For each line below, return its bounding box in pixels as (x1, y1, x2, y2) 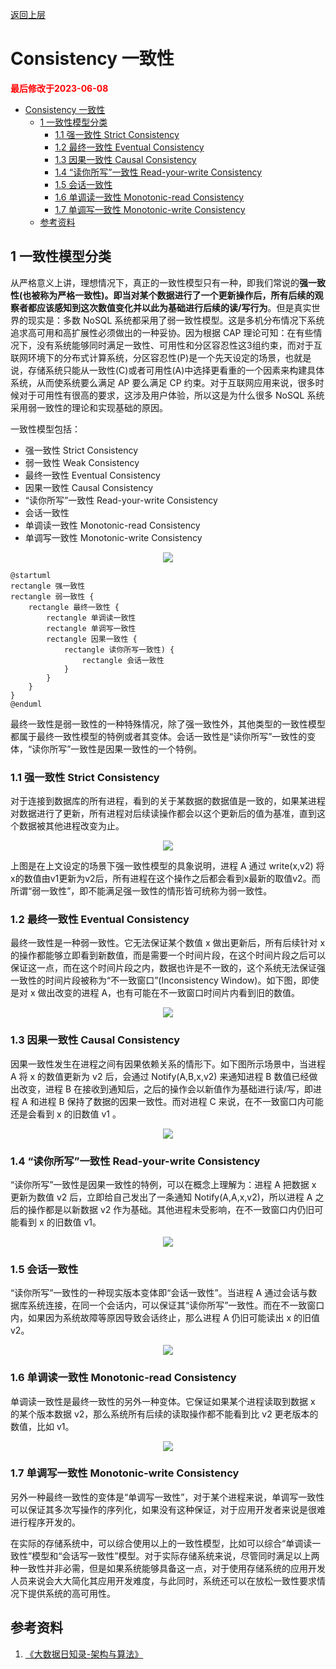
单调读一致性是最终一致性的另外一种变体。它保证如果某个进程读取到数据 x (10, 1395, 316, 1407)
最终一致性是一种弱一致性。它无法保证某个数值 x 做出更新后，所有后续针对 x (10, 937, 326, 949)
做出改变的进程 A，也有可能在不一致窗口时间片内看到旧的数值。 (37, 987, 301, 999)
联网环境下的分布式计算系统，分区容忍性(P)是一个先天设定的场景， (10, 351, 286, 363)
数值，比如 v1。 (10, 1420, 75, 1432)
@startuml (10, 570, 52, 580)
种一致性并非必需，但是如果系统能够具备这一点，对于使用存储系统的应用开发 (10, 1562, 326, 1574)
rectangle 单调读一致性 (46, 613, 137, 623)
